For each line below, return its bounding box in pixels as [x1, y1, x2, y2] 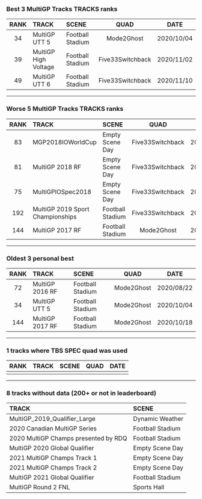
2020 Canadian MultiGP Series [9, 424, 97, 433]
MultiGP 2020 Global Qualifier [9, 444, 94, 453]
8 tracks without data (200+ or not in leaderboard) [6, 389, 156, 397]
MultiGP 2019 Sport [32, 205, 90, 213]
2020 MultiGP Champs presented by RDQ [9, 434, 127, 442]
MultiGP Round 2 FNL [9, 483, 70, 492]
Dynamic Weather [133, 415, 184, 423]
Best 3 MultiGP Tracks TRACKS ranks [6, 5, 118, 13]
